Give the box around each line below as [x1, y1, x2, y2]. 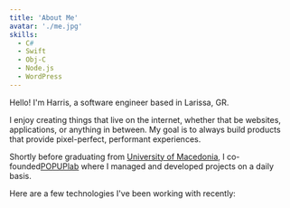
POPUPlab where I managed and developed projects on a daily [40, 160, 274, 172]
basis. [9, 170, 32, 181]
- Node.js [17, 64, 54, 73]
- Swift [17, 47, 47, 56]
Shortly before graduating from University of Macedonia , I [9, 151, 225, 162]
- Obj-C [17, 55, 47, 64]
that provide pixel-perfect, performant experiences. [9, 133, 201, 145]
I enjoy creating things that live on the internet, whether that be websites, [9, 114, 282, 125]
